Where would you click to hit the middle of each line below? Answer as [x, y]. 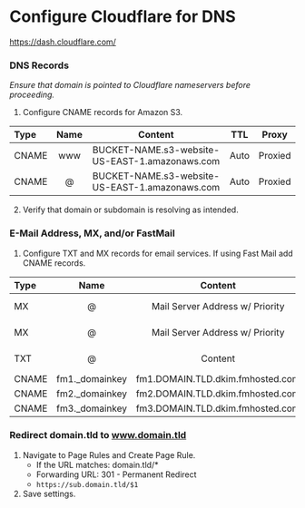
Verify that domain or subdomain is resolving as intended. [130, 210]
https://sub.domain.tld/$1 [87, 484]
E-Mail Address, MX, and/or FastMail [92, 233]
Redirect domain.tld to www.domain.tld [98, 435]
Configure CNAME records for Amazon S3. [103, 112]
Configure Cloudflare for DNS [123, 17]
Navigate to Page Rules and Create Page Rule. [109, 454]
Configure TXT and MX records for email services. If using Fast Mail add [157, 253]
